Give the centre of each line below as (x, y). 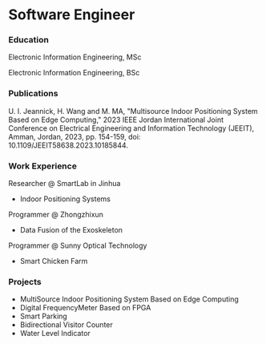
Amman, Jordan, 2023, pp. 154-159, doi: (75, 136)
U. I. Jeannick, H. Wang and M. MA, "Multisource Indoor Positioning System (133, 111)
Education (29, 40)
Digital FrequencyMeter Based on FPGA (85, 308)
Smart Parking (44, 316)
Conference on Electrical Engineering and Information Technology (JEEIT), (131, 128)
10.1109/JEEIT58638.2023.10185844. (68, 145)
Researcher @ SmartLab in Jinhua (64, 184)
